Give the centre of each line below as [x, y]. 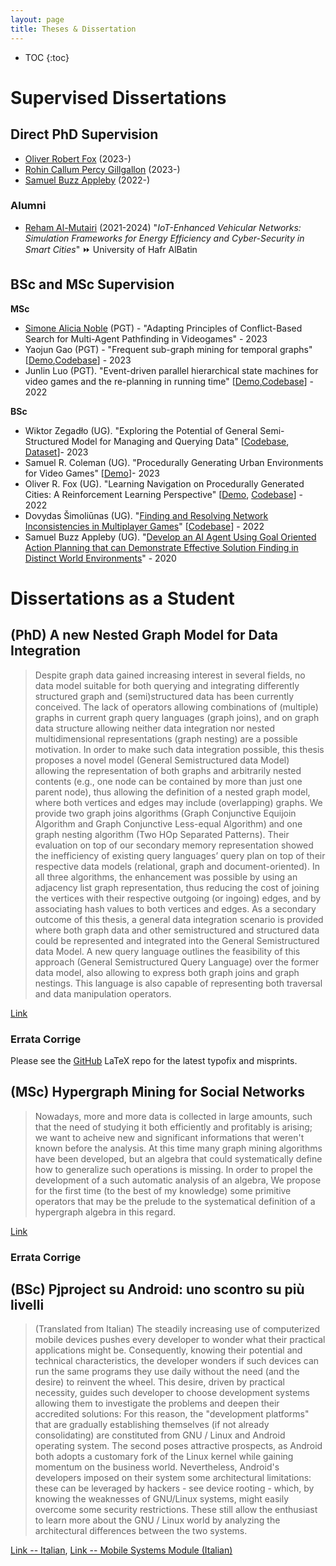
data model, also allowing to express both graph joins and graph [167, 972]
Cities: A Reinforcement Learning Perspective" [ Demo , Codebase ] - [163, 494]
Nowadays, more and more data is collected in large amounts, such [173, 1116]
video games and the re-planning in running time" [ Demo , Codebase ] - [169, 381]
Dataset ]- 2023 [56, 452]
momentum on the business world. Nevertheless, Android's [157, 1467]
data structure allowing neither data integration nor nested [154, 728]
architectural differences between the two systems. [141, 1531]
